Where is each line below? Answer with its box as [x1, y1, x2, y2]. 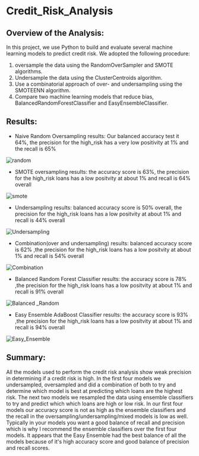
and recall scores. [6, 444, 50, 451]
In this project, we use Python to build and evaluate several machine [6, 43, 173, 51]
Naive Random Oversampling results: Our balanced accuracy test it [14, 132, 179, 139]
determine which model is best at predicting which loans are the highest [6, 387, 183, 394]
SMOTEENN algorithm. [14, 87, 71, 93]
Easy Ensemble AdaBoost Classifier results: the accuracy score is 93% [14, 311, 189, 318]
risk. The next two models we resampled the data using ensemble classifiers [6, 393, 194, 401]
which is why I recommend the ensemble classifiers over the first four [6, 425, 177, 432]
